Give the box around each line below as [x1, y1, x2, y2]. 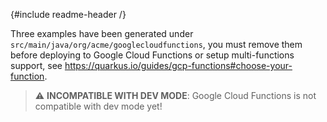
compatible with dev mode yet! [34, 100, 163, 112]
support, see [10, 60, 63, 71]
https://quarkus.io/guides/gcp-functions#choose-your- [64, 60, 293, 71]
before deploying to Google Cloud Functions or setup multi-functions [10, 49, 295, 61]
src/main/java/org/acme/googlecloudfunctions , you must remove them [10, 39, 303, 50]
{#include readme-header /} [10, 9, 127, 20]
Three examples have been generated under [10, 28, 194, 39]
